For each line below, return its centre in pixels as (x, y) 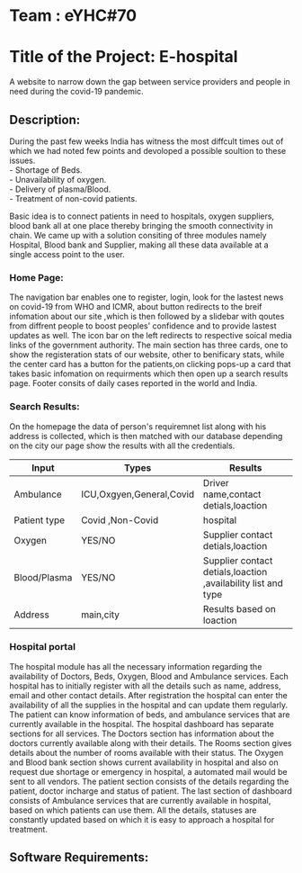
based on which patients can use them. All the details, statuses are (133, 810)
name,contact (232, 494)
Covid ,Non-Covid (120, 520)
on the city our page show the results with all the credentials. (122, 445)
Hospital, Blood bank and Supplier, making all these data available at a (139, 245)
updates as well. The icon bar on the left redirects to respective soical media (151, 336)
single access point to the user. (67, 254)
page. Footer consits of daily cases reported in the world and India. (133, 383)
